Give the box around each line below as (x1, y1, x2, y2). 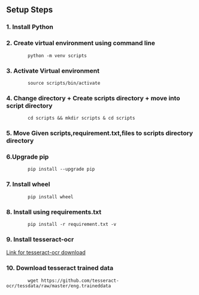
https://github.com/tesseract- (41, 278, 119, 284)
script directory (6, 102, 53, 110)
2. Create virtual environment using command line (6, 39, 156, 47)
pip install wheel (28, 193, 74, 200)
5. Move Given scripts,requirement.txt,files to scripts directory (6, 129, 194, 138)
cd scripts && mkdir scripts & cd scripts (28, 115, 135, 121)
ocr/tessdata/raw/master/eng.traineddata (6, 282, 111, 289)
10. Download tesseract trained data (6, 264, 114, 272)
